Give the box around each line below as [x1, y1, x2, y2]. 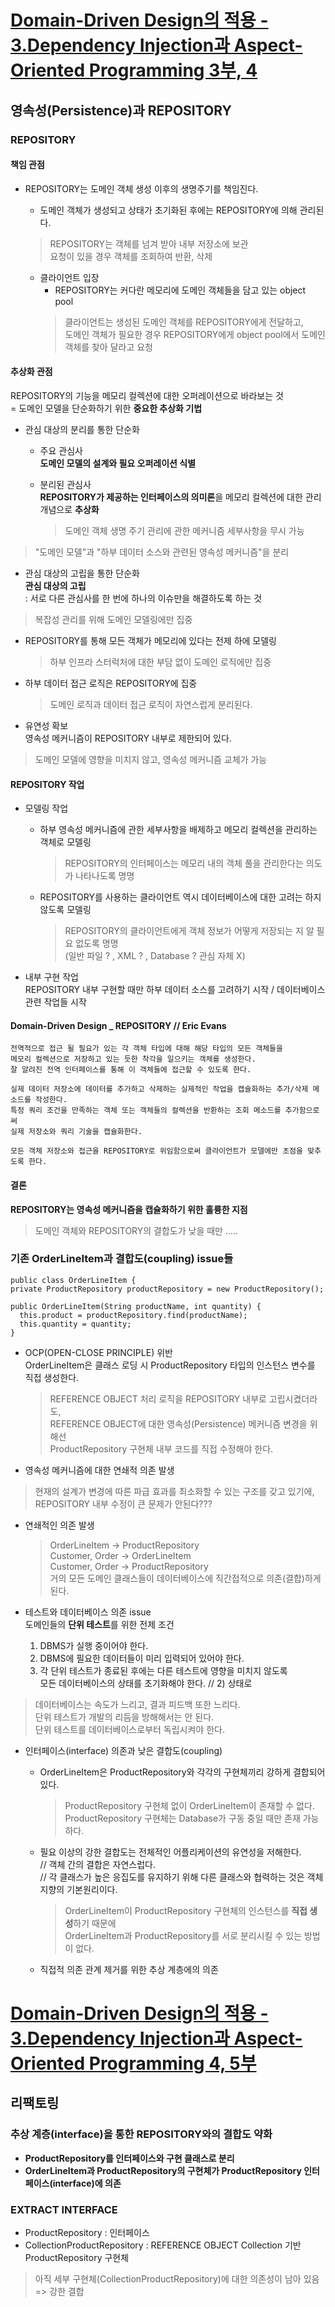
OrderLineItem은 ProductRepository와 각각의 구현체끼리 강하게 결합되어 [39, 1766, 326, 1778]
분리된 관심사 [39, 478, 92, 490]
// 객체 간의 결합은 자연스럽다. [39, 1858, 157, 1870]
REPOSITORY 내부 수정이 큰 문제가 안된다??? [34, 1497, 213, 1510]
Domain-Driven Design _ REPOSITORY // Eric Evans [10, 1019, 227, 1031]
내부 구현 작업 [24, 971, 79, 983]
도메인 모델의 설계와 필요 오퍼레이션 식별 [39, 457, 197, 469]
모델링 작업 [24, 802, 69, 815]
